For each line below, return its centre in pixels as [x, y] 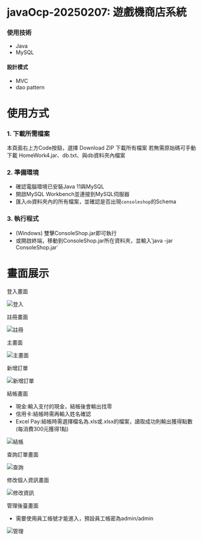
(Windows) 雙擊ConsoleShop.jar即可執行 [66, 233]
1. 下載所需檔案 [29, 133]
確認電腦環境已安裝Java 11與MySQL [60, 186]
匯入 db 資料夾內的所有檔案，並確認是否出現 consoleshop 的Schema [96, 201]
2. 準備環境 [23, 173]
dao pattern [30, 87]
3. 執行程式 [23, 219]
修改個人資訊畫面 [28, 480]
